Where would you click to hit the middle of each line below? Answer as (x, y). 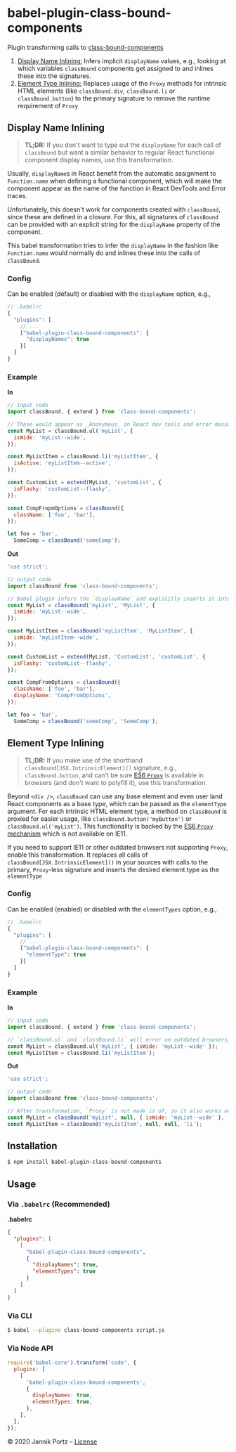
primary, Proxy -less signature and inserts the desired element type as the (113, 869)
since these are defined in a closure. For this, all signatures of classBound (113, 216)
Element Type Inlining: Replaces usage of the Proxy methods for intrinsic (122, 83)
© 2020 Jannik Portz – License (52, 1441)
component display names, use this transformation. (99, 160)
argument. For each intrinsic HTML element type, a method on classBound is (117, 811)
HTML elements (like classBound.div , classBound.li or (96, 91)
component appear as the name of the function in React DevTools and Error (117, 188)
